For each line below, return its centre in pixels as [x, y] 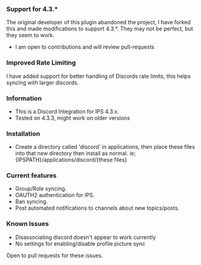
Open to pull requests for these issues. [55, 255]
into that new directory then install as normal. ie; [75, 153]
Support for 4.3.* [32, 9]
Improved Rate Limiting [41, 63]
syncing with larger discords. [43, 82]
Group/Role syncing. [41, 189]
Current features [32, 176]
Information [24, 98]
